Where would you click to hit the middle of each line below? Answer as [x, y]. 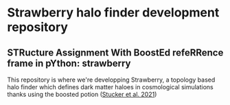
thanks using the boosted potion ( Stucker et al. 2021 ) [82, 94]
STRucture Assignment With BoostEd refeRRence [115, 52]
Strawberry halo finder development [113, 13]
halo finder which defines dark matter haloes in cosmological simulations [111, 87]
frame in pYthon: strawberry [69, 63]
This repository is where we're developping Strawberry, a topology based [111, 80]
